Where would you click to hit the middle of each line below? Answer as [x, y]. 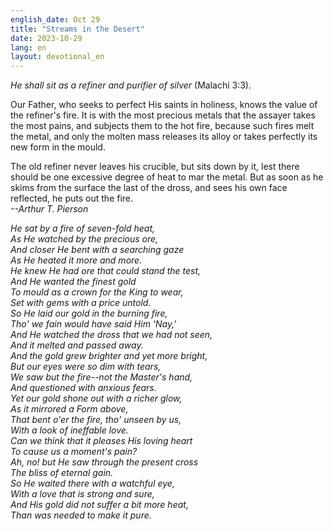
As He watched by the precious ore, [84, 239]
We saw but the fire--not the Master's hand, [101, 377]
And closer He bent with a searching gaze [97, 250]
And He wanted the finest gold [73, 282]
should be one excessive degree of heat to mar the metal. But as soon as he [167, 177]
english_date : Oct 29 [55, 19]
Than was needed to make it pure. [81, 515]
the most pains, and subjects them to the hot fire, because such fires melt [162, 126]
